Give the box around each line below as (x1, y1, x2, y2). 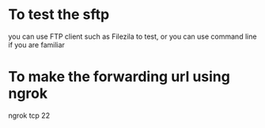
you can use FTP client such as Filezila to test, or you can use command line (8, 32, 257, 41)
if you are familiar (8, 40, 66, 49)
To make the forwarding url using (8, 68, 231, 86)
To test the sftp (8, 6, 110, 24)
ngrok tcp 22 (8, 111, 50, 120)
